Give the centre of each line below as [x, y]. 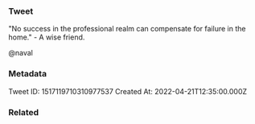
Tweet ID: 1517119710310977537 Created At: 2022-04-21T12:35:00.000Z [128, 91]
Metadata [27, 74]
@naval [21, 53]
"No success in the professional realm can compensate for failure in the [127, 29]
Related [24, 112]
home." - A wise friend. [47, 37]
